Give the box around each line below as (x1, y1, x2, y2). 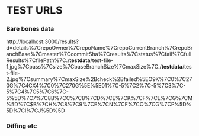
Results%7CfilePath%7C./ (6, 57, 70, 64)
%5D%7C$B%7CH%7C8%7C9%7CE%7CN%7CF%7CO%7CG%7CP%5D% (6, 101, 192, 108)
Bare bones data (6, 25, 54, 33)
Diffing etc (6, 122, 37, 130)
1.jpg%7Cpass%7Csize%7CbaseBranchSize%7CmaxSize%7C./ (6, 63, 162, 70)
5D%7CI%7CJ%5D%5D (6, 107, 65, 114)
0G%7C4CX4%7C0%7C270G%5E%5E (6, 82, 102, 89)
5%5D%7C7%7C (6, 95, 49, 102)
